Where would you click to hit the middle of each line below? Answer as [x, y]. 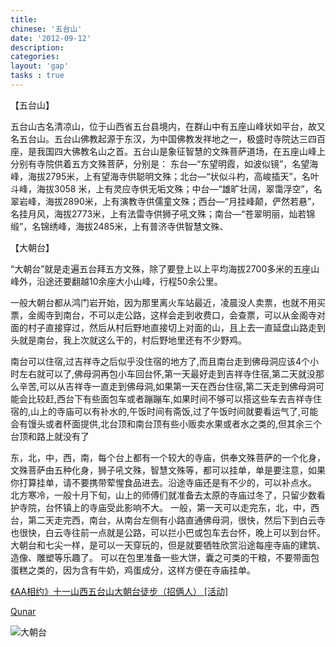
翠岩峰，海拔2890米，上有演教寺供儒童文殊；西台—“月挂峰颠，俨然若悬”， [165, 201]
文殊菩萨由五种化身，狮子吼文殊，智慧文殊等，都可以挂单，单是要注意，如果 [168, 470]
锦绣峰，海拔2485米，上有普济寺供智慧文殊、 [134, 226]
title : [24, 19]
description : [37, 47]
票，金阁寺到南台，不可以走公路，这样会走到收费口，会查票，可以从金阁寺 [163, 315]
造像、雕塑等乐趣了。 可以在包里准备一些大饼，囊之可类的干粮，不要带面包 [165, 557]
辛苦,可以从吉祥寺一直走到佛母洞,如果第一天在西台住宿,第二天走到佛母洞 [167, 386]
